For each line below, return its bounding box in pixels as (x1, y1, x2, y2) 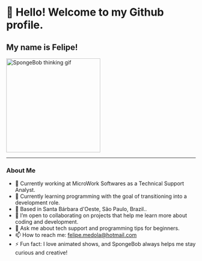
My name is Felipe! (6, 42, 78, 52)
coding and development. (14, 218, 79, 226)
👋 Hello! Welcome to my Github (6, 5, 164, 19)
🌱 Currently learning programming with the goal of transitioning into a (14, 192, 188, 200)
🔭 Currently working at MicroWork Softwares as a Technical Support (14, 180, 185, 187)
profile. (6, 18, 44, 32)
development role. (14, 199, 60, 206)
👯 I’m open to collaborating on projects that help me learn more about (14, 212, 188, 219)
